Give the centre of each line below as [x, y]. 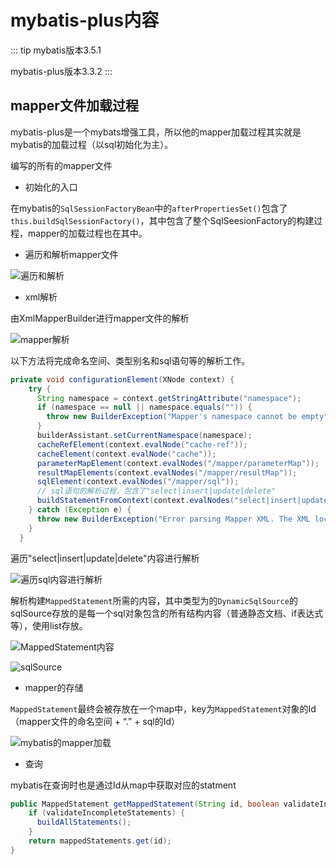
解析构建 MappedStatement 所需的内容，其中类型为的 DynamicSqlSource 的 [154, 600]
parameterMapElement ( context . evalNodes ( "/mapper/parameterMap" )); [178, 463]
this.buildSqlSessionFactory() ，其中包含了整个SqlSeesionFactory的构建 [162, 220]
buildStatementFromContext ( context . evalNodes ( [135, 501]
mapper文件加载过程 [74, 106]
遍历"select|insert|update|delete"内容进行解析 [105, 558]
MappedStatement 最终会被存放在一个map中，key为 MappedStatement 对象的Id [163, 708]
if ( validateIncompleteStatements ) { [107, 813]
